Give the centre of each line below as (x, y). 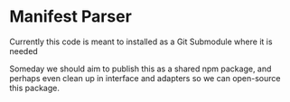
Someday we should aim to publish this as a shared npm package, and (140, 69)
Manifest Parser (71, 17)
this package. (35, 88)
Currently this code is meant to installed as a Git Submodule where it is (141, 42)
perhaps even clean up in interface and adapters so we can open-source (145, 78)
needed (23, 51)
